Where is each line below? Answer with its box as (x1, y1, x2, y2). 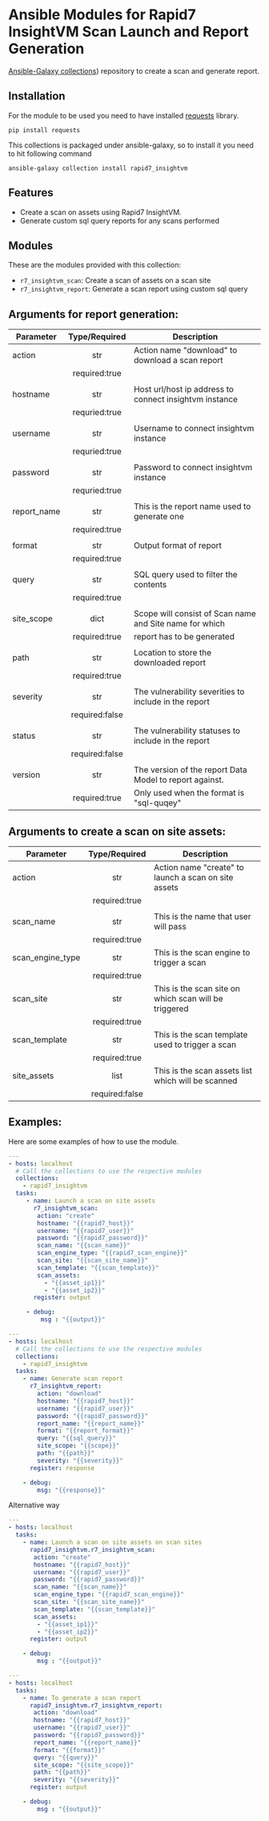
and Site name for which (133, 618, 226, 630)
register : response (29, 1464, 94, 1472)
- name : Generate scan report (22, 1375, 124, 1383)
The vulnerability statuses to (133, 725, 241, 736)
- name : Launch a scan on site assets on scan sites (22, 1538, 203, 1547)
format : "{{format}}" (33, 1746, 106, 1754)
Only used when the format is (133, 788, 245, 799)
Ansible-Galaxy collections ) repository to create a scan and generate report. (8, 66, 260, 75)
